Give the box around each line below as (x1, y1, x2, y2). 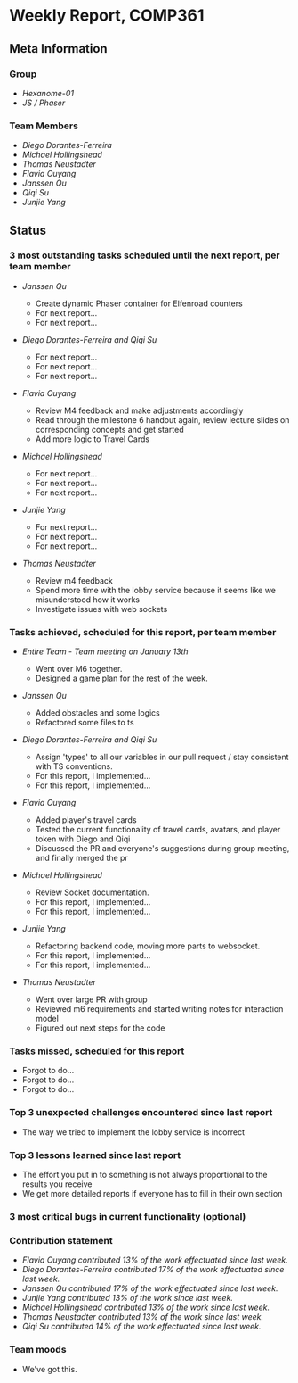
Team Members (9, 120, 78, 132)
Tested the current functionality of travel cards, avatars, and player (35, 824, 281, 835)
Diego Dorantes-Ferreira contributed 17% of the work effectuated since (21, 1264, 285, 1275)
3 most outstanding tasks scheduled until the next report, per (9, 249, 280, 261)
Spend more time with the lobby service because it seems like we (35, 584, 277, 595)
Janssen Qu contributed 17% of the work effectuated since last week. (21, 1283, 278, 1294)
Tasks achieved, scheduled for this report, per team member (9, 625, 277, 638)
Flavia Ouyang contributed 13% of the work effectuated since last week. (21, 1255, 288, 1265)
